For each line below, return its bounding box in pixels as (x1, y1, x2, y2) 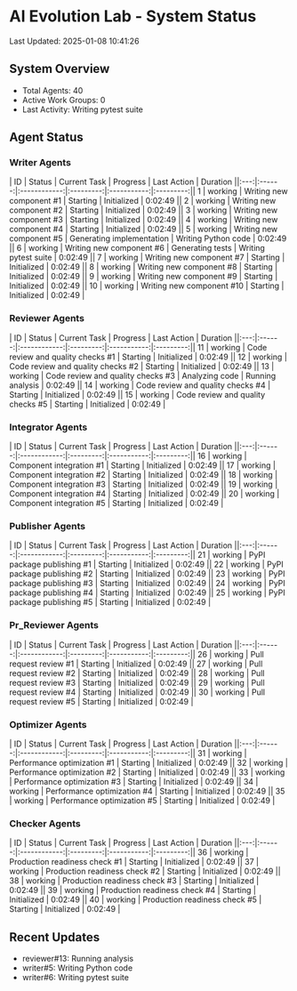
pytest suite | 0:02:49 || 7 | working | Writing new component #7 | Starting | (9, 252, 285, 263)
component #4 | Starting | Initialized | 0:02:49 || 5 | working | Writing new (9, 224, 278, 235)
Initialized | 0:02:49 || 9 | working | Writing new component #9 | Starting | (9, 271, 278, 282)
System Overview (9, 61, 110, 77)
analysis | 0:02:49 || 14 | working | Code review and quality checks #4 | (9, 380, 271, 391)
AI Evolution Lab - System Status (9, 6, 257, 27)
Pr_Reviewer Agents (9, 619, 100, 632)
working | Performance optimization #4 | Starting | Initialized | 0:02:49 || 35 (9, 786, 285, 796)
